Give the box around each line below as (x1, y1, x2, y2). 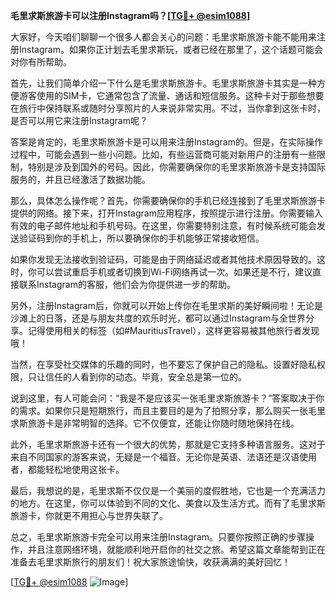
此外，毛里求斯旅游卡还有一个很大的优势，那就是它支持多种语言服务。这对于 (10, 439, 326, 450)
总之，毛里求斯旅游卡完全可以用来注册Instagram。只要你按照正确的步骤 (10, 531, 306, 543)
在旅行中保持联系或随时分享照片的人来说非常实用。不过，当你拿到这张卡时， (10, 102, 326, 114)
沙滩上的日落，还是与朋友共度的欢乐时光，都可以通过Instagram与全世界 (10, 312, 306, 324)
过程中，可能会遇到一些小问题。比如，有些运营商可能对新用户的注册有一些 (10, 149, 317, 160)
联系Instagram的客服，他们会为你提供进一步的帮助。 (18, 279, 236, 290)
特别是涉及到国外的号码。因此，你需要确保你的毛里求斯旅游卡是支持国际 (27, 161, 326, 173)
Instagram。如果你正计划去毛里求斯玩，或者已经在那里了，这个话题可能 (18, 44, 315, 55)
